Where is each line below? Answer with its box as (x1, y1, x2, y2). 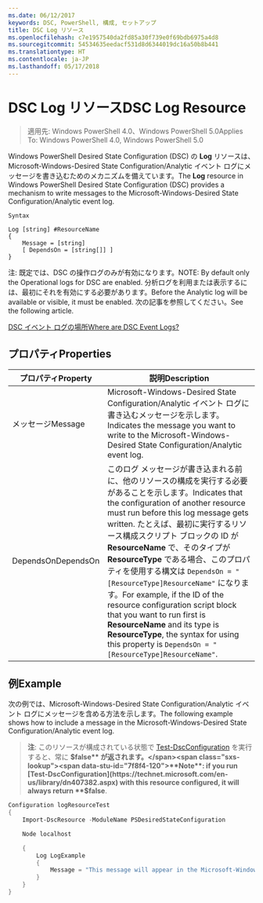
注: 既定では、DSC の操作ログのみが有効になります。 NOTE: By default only (8, 268, 250, 277)
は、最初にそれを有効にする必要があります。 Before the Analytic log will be (8, 287, 248, 297)
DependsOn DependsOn (12, 555, 100, 566)
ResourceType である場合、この (106, 554, 227, 565)
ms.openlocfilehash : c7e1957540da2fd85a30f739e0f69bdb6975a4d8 (8, 33, 219, 42)
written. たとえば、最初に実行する (106, 518, 232, 529)
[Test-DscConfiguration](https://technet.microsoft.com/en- (27, 770, 229, 779)
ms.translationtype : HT (8, 48, 86, 56)
